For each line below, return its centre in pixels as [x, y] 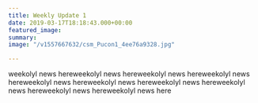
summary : [23, 37]
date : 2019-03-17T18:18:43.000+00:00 [70, 23]
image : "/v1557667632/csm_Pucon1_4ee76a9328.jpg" [92, 45]
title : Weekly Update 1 [47, 15]
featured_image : [35, 30]
